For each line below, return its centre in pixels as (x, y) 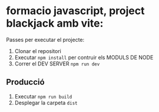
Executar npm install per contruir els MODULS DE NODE (84, 57)
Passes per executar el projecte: (45, 39)
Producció (26, 82)
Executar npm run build (43, 96)
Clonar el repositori (38, 51)
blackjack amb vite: (55, 23)
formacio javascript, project (75, 11)
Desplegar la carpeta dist (46, 103)
